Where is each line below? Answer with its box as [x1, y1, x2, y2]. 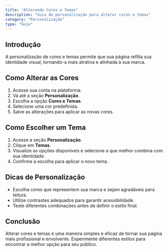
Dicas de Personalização [5, 173, 85, 182]
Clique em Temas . [12, 142, 51, 148]
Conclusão [5, 217, 41, 226]
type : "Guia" [5, 21, 33, 27]
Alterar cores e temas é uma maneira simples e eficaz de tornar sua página [5, 231, 162, 237]
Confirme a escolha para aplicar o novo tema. [12, 158, 108, 164]
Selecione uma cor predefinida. [12, 103, 79, 109]
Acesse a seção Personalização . [12, 137, 82, 143]
